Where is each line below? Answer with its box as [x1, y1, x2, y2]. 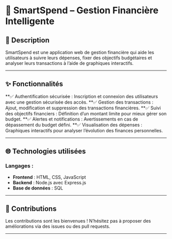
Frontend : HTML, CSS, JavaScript [12, 174, 86, 180]
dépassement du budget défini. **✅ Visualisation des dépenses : [5, 122, 142, 128]
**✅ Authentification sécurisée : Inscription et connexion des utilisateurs [5, 93, 158, 99]
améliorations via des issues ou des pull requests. [5, 223, 111, 229]
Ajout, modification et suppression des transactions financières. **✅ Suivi [5, 105, 161, 111]
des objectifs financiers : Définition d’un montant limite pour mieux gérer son [5, 110, 167, 116]
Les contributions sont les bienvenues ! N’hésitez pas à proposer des [5, 218, 151, 224]
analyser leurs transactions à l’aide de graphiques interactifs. [5, 60, 134, 66]
